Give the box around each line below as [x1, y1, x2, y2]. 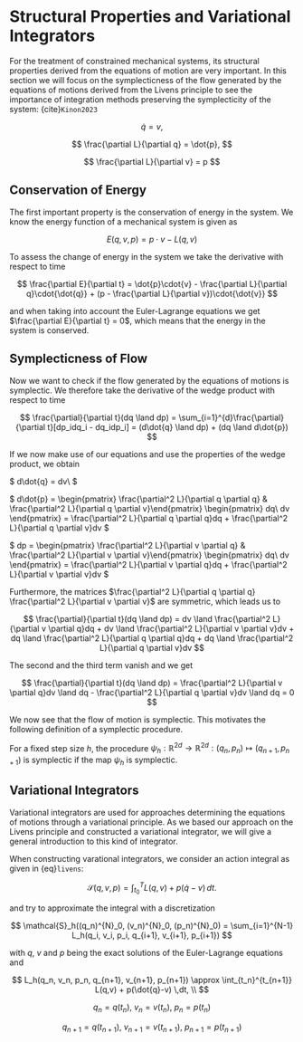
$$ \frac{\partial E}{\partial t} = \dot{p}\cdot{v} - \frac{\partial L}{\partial [16, 278, 288, 289]
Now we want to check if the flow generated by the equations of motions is [9, 375, 289, 386]
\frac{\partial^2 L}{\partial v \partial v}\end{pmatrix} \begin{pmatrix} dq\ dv [9, 550, 289, 560]
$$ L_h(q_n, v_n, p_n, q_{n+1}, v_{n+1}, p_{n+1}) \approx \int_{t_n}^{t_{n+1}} [12, 975, 292, 986]
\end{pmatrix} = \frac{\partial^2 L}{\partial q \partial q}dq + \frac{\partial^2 [9, 512, 289, 523]
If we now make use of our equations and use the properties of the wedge [9, 448, 286, 459]
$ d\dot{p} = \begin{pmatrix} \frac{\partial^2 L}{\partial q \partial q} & [9, 493, 269, 504]
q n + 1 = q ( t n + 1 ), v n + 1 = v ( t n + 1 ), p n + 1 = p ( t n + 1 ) [62, 1021, 242, 1034]
